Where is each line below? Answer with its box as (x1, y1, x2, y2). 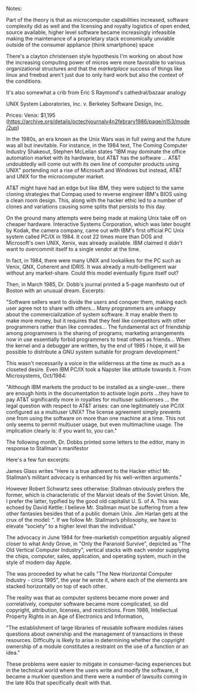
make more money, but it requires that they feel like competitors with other (6, 317, 186, 324)
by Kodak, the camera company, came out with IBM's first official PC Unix (6, 227, 185, 234)
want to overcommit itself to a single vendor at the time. (6, 246, 141, 252)
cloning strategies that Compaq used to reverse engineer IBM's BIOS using (6, 191, 187, 197)
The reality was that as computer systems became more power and (6, 594, 169, 601)
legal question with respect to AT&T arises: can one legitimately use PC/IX (6, 402, 185, 409)
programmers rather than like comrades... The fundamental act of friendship (6, 323, 191, 330)
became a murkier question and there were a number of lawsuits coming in (6, 673, 188, 680)
